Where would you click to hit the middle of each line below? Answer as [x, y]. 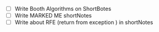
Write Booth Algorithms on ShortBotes [63, 9]
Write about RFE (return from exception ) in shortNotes [84, 22]
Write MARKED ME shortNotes [53, 16]
